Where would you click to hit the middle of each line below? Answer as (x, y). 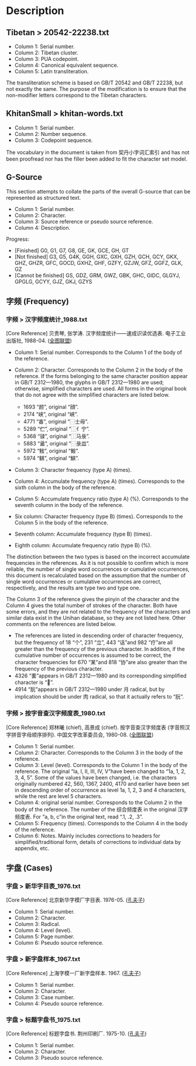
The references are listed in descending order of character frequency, (99, 636)
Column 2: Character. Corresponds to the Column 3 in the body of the (99, 752)
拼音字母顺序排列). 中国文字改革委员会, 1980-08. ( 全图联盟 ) (82, 734)
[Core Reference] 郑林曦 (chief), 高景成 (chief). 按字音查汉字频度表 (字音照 (96, 727)
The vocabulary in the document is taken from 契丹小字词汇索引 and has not (98, 152)
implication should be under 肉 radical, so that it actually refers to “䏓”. (99, 697)
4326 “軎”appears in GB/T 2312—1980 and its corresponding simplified (101, 676)
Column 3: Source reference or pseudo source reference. (84, 222)
